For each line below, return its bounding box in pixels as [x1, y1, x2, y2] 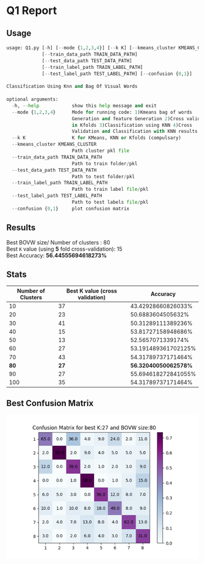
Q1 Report [6, 4, 57, 18]
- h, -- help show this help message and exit [12, 102, 157, 109]
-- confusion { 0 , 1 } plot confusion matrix [12, 205, 130, 212]
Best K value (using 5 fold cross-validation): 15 [6, 245, 123, 252]
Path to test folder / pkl [71, 173, 135, 180]
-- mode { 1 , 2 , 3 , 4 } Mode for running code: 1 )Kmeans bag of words [12, 109, 192, 115]
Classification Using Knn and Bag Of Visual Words [6, 84, 138, 90]
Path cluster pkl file [71, 148, 130, 154]
